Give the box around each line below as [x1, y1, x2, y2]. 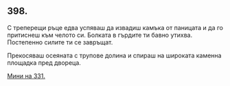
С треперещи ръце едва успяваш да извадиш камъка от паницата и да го [7, 23, 223, 31]
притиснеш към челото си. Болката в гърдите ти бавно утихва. [7, 31, 193, 39]
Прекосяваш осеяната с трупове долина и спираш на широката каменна [7, 51, 222, 59]
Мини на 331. [7, 72, 46, 80]
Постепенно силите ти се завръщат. [7, 38, 113, 46]
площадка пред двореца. [7, 58, 81, 67]
